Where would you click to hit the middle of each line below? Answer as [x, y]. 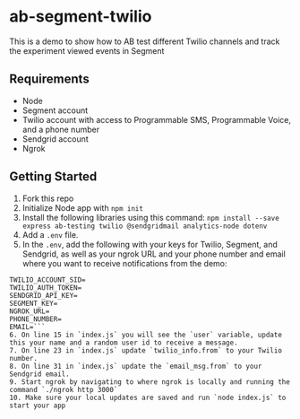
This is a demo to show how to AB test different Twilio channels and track [145, 41]
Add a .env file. [50, 234]
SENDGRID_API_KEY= [43, 295]
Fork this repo [48, 198]
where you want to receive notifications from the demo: [124, 263]
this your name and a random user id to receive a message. [124, 343]
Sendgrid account [56, 139]
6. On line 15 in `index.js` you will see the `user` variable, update [146, 335]
